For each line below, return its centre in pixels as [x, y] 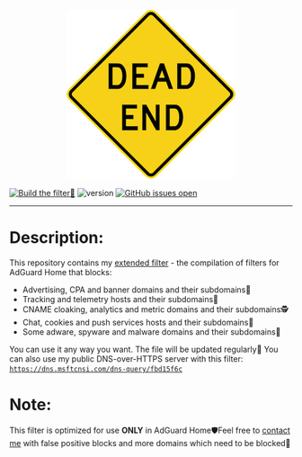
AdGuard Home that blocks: [61, 272]
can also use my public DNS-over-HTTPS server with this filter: [126, 358]
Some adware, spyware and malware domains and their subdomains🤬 [151, 332]
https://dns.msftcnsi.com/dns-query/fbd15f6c [96, 369]
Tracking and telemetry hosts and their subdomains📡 [120, 299]
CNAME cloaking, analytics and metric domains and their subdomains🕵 [155, 309]
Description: [57, 238]
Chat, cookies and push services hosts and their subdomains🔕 [138, 322]
